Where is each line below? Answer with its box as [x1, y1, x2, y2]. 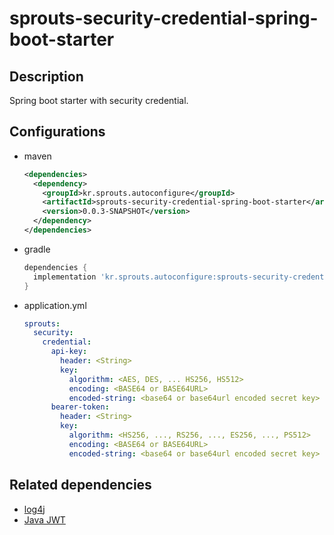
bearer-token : [50, 402, 110, 412]
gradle [23, 243, 51, 255]
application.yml [23, 299, 87, 311]
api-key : [50, 347, 88, 357]
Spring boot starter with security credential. [9, 95, 189, 106]
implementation [33, 272, 97, 282]
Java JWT [23, 513, 66, 526]
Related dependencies [9, 477, 152, 494]
